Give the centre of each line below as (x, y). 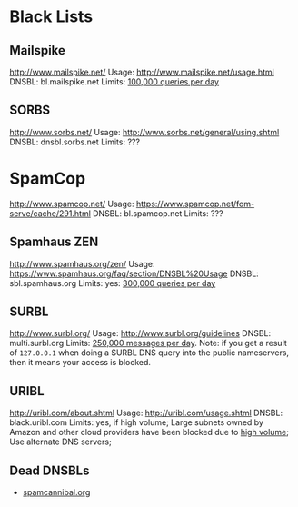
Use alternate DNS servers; (60, 442)
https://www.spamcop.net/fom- (195, 204)
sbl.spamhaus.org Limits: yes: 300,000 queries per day (113, 283)
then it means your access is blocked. (80, 363)
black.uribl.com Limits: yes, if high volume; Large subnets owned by (136, 422)
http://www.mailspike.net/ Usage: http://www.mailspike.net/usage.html (142, 72)
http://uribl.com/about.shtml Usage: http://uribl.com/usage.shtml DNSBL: (146, 413)
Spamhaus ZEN (54, 242)
